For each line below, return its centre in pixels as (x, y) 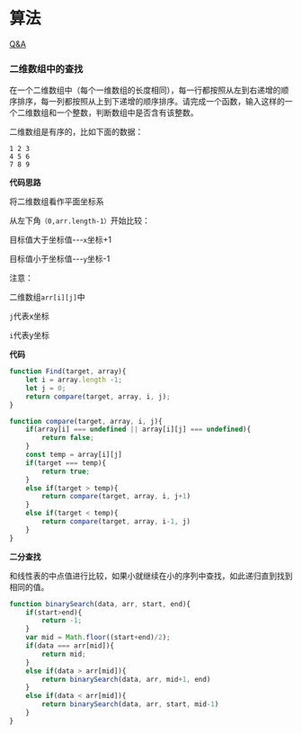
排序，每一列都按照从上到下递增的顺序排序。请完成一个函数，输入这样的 (151, 102)
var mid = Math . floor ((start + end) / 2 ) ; (98, 638)
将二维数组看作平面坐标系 (57, 201)
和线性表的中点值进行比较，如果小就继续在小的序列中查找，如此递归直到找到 (151, 576)
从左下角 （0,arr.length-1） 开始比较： (80, 220)
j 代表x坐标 (29, 317)
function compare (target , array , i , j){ (86, 421)
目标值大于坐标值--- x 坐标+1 (61, 240)
